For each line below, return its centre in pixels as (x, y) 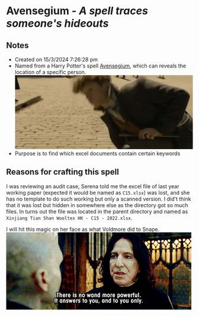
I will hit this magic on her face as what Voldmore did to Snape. (83, 229)
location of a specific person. (50, 72)
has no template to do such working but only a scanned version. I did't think (99, 199)
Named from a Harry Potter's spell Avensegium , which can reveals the (100, 66)
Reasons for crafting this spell (63, 172)
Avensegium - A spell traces (77, 11)
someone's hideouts (57, 23)
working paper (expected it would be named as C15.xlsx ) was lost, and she (98, 192)
